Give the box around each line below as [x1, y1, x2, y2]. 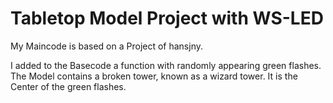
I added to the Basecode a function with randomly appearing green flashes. [10, 59, 322, 71]
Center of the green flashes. [10, 80, 127, 92]
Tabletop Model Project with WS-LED [10, 7, 324, 30]
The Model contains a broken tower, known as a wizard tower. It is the [10, 70, 298, 82]
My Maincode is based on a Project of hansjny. [10, 40, 204, 52]
